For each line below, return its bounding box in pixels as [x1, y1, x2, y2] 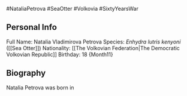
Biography [6, 68, 46, 78]
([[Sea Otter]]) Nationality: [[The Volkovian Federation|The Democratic [6, 44, 180, 51]
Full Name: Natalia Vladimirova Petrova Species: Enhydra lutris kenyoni [6, 38, 181, 45]
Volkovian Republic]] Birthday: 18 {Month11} [6, 51, 113, 58]
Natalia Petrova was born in [6, 83, 74, 91]
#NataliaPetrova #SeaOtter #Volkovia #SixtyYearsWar [6, 5, 139, 12]
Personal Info [6, 22, 57, 32]
